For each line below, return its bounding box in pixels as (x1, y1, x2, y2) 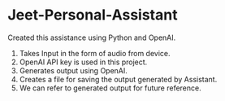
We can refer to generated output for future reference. (19, 83, 201, 93)
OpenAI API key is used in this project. (19, 57, 148, 67)
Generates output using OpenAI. (19, 65, 128, 75)
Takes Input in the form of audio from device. (19, 48, 171, 58)
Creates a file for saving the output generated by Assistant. (19, 74, 218, 84)
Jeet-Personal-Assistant (7, 6, 178, 24)
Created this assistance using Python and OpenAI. (7, 33, 176, 42)
